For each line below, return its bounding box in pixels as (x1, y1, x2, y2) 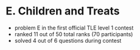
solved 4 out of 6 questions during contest (14, 37, 122, 44)
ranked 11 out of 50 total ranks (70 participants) (14, 30, 133, 37)
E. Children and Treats (5, 4, 120, 18)
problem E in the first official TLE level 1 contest (14, 24, 134, 31)
